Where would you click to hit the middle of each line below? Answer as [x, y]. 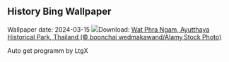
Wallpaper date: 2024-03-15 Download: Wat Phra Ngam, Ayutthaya [108, 29]
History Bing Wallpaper [59, 12]
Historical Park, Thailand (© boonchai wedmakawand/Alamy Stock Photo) [114, 37]
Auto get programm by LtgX [48, 50]
